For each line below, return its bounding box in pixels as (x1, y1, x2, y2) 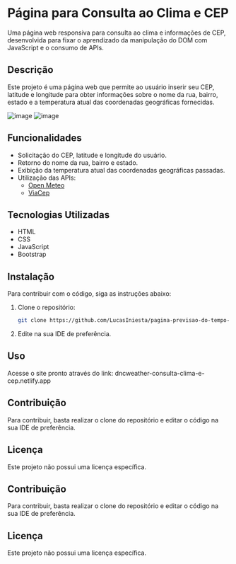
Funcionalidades (7, 132, 83, 144)
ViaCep (28, 188, 50, 197)
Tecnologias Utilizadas (7, 209, 110, 221)
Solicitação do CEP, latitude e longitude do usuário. (17, 151, 167, 159)
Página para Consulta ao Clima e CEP (7, 5, 229, 21)
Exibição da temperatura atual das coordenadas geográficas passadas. (17, 166, 225, 174)
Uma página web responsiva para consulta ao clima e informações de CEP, (7, 28, 226, 37)
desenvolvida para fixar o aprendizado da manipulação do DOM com (7, 35, 208, 44)
